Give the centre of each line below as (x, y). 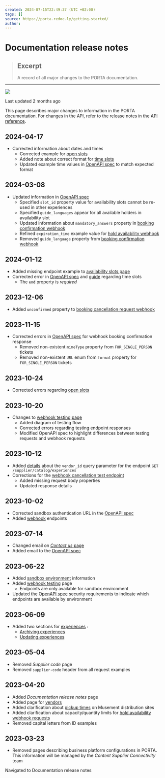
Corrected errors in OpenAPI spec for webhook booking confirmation (82, 337)
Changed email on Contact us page (48, 545)
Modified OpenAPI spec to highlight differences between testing (84, 433)
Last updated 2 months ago (33, 101)
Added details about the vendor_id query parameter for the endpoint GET (85, 466)
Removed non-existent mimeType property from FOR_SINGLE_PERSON (86, 347)
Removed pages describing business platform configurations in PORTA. (84, 750)
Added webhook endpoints (40, 518)
